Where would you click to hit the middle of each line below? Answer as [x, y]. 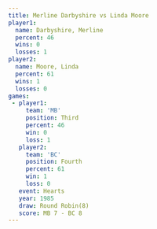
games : [19, 96]
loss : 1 [38, 140]
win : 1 [36, 177]
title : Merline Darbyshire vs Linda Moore [78, 15]
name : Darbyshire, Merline [59, 30]
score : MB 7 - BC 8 [50, 213]
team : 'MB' [43, 111]
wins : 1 [28, 81]
